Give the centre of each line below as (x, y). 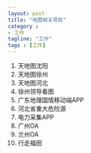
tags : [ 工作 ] (27, 45)
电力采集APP (36, 117)
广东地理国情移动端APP (51, 100)
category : (23, 26)
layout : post (26, 13)
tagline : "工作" (30, 39)
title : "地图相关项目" (37, 20)
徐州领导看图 (36, 91)
